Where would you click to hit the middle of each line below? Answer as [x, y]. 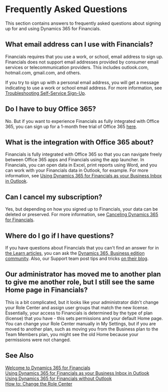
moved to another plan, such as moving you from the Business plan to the [82, 329]
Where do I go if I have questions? [60, 236]
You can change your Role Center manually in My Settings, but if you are [81, 323]
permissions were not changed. [38, 340]
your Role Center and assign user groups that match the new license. [77, 307]
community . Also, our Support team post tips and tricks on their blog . [77, 258]
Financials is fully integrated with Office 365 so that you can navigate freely [84, 154]
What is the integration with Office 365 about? [79, 142]
